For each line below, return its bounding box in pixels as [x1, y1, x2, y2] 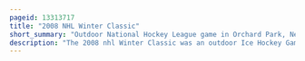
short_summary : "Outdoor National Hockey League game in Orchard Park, [9, 30, 286, 39]
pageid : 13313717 [9, 13, 75, 22]
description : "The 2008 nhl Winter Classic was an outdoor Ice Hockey [9, 38, 282, 48]
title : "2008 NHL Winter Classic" [9, 22, 141, 30]
